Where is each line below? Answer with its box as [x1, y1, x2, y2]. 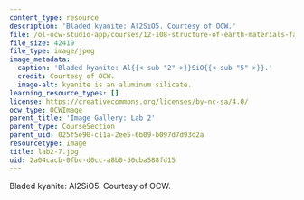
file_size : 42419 [9, 38, 75, 48]
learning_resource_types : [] [9, 88, 119, 97]
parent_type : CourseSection [9, 123, 116, 132]
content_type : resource [9, 13, 100, 23]
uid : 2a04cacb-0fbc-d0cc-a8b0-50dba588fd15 [9, 155, 176, 165]
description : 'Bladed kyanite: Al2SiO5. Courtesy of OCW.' [9, 22, 237, 31]
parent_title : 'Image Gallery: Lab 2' [9, 114, 156, 123]
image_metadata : [9, 55, 71, 64]
